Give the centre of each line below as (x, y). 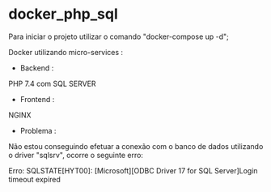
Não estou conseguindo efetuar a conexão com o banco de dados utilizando (136, 146)
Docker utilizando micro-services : (66, 52)
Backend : (37, 68)
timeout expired (34, 179)
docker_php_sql (64, 14)
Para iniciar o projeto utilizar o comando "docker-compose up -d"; (119, 36)
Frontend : (37, 99)
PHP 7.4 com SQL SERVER (52, 83)
